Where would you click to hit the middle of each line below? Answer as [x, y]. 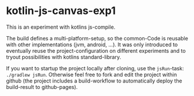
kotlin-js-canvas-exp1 [61, 11]
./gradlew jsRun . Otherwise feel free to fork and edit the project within [92, 74]
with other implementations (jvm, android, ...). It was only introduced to [92, 44]
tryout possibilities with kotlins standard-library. [64, 57]
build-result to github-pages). [42, 87]
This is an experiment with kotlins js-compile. [61, 27]
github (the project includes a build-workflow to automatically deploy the [94, 81]
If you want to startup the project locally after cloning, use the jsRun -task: [95, 68]
